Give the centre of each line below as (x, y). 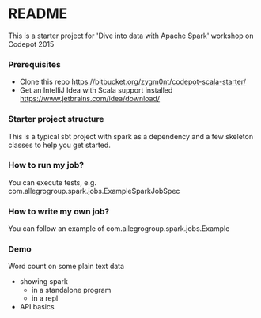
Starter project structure (56, 119)
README (38, 14)
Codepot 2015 (31, 44)
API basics (37, 307)
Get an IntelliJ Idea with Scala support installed (96, 90)
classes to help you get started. (59, 145)
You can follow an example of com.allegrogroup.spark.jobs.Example (119, 229)
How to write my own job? (59, 211)
